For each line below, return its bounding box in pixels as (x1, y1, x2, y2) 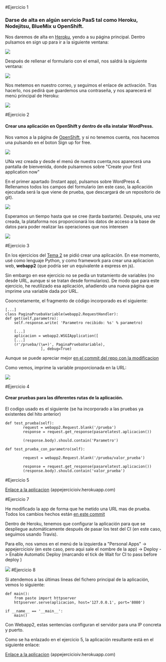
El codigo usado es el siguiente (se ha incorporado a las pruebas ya (5, 406, 144, 412)
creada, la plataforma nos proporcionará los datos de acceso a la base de (5, 218, 156, 224)
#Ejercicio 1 (5, 4, 29, 10)
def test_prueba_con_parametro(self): (5, 446, 85, 451)
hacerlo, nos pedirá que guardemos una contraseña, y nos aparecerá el (5, 88, 152, 94)
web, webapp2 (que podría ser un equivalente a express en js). (5, 263, 135, 269)
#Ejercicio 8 (11, 567, 36, 573)
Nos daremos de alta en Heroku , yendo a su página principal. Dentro (5, 34, 145, 40)
